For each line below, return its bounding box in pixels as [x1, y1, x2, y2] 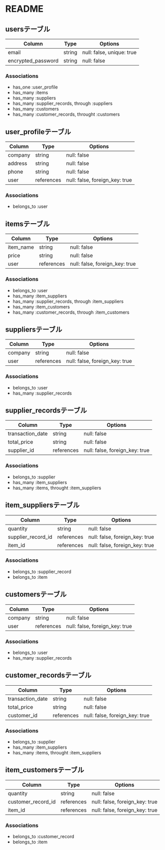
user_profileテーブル [5, 127, 71, 136]
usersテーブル [5, 25, 50, 33]
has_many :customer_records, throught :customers [12, 111, 120, 118]
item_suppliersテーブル [5, 501, 80, 510]
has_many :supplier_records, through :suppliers [12, 100, 113, 106]
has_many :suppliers [12, 95, 56, 101]
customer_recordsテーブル [5, 671, 92, 680]
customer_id [8, 712, 38, 719]
